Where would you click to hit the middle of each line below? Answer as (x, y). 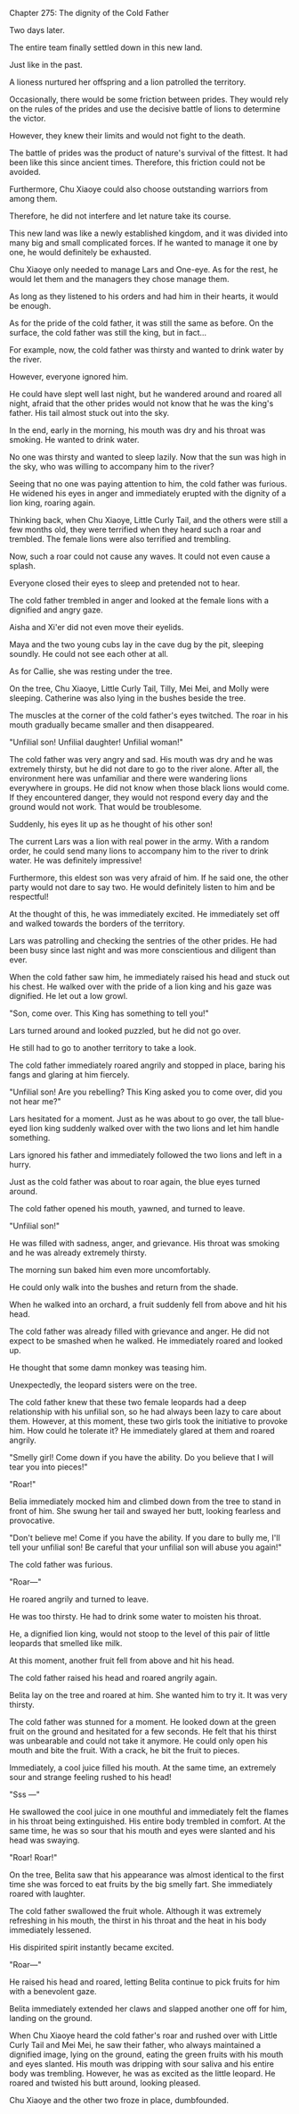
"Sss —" (24, 1794)
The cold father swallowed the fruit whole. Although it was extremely (135, 1911)
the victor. (28, 118)
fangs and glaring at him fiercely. (70, 1074)
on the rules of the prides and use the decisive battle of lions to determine (145, 109)
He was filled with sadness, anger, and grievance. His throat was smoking (145, 1243)
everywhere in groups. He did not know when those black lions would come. (149, 788)
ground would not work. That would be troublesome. (105, 807)
